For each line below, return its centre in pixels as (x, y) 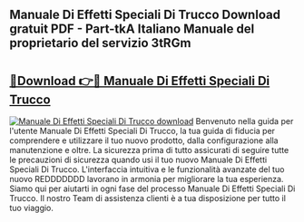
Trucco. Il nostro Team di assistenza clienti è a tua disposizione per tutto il (147, 198)
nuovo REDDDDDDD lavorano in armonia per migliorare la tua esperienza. (147, 179)
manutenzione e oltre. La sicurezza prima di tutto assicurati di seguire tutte (149, 150)
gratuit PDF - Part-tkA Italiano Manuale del (132, 29)
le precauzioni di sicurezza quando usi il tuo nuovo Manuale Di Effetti (138, 159)
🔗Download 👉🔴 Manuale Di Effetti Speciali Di (140, 81)
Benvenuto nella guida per (245, 121)
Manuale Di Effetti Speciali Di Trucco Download (145, 15)
